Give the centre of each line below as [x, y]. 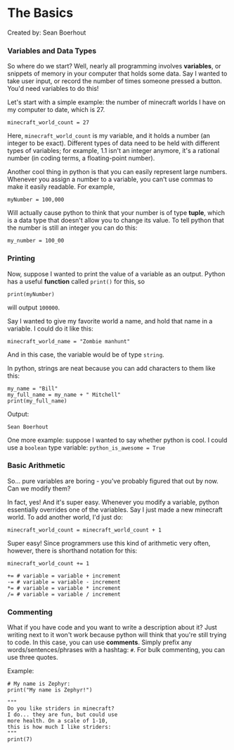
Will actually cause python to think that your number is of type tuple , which [116, 213]
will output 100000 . [34, 307]
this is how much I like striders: [59, 727]
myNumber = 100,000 [36, 200]
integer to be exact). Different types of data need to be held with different [113, 143]
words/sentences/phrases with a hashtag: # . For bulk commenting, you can [116, 650]
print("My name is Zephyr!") [50, 690]
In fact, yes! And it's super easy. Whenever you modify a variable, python [113, 502]
